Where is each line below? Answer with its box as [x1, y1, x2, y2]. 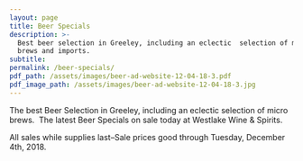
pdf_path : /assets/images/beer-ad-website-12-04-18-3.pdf [9, 72, 232, 81]
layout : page [9, 13, 59, 22]
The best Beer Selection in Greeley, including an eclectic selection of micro [9, 104, 289, 115]
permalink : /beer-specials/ [9, 64, 115, 73]
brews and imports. [17, 47, 91, 56]
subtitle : [9, 55, 47, 64]
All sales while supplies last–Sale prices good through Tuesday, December [9, 131, 286, 142]
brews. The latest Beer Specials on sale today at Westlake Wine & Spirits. [9, 114, 283, 125]
